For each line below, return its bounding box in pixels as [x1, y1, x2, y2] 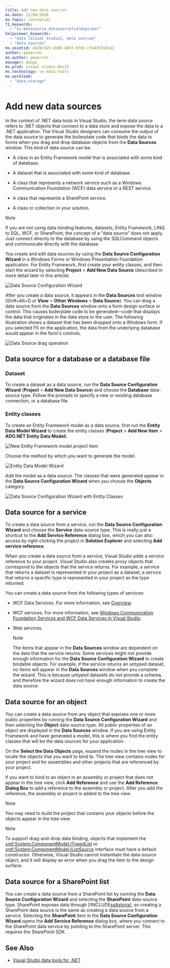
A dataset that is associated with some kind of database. [12, 169, 131, 176]
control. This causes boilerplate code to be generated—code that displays [5, 308, 160, 314]
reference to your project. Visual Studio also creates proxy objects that [5, 558, 153, 565]
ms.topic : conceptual [5, 17, 51, 22]
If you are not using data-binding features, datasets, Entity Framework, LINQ [5, 224, 165, 231]
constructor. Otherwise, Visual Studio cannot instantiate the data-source [5, 852, 157, 858]
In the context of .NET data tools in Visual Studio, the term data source [5, 117, 153, 123]
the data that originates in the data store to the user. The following [5, 314, 144, 320]
